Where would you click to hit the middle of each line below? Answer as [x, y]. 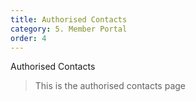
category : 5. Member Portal [69, 29]
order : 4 [28, 38]
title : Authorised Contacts [69, 19]
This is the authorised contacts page [110, 86]
